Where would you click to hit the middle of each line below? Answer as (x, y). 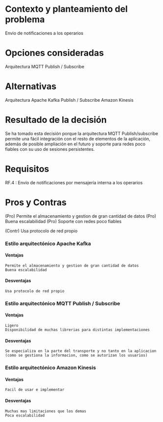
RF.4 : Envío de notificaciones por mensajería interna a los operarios (74, 182)
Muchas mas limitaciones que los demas (46, 411)
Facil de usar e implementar (35, 390)
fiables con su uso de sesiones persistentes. (50, 149)
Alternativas (31, 86)
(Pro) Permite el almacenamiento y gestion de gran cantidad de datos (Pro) (81, 216)
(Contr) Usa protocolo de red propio (41, 231)
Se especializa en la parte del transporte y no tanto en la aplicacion (81, 351)
